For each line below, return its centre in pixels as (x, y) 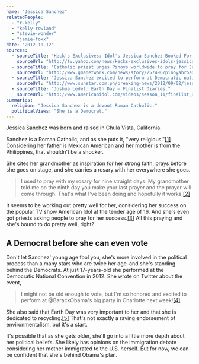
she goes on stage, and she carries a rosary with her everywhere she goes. (98, 170)
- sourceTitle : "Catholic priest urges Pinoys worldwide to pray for (99, 67)
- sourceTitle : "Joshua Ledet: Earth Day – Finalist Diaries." (91, 89)
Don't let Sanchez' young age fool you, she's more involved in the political (97, 257)
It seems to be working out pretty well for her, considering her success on (96, 205)
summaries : (20, 100)
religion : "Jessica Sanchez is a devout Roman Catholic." (85, 105)
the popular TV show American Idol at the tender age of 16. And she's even (98, 212)
